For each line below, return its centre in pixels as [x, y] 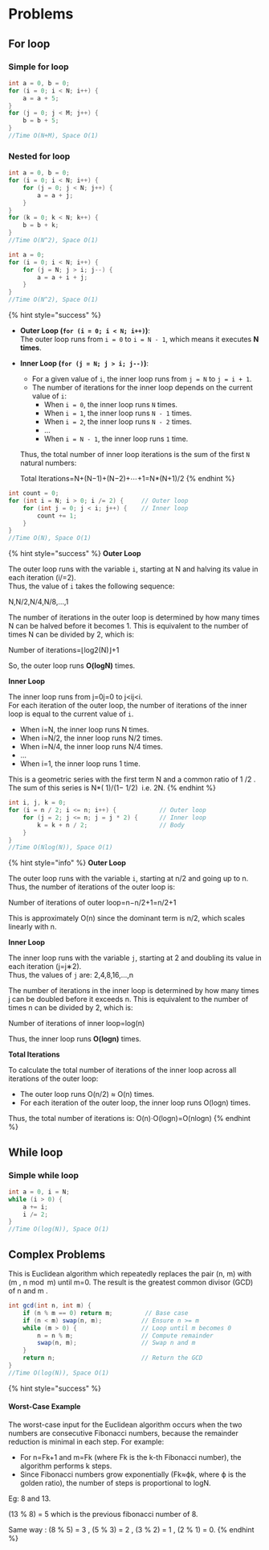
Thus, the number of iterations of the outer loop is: [92, 887]
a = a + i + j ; [63, 277]
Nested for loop [39, 156]
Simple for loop [39, 67]
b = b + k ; [41, 225]
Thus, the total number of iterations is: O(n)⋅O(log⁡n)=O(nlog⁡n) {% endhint [130, 1119]
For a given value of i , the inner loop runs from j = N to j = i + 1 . [142, 379]
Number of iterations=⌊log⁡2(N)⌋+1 [64, 650]
